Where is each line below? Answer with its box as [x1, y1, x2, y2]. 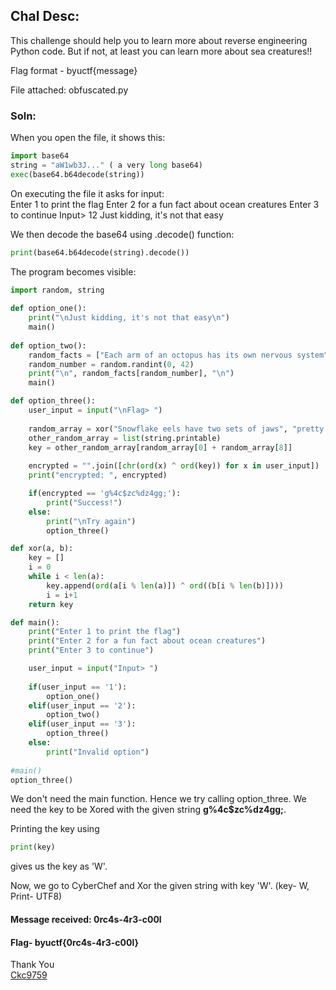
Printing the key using [10, 823, 100, 835]
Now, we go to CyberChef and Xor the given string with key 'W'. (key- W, [10, 880, 310, 892]
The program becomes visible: [10, 265, 137, 278]
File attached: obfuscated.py [10, 84, 129, 96]
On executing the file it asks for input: [10, 187, 165, 199]
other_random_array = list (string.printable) [28, 433, 222, 443]
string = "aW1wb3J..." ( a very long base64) [10, 160, 203, 170]
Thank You [10, 959, 55, 971]
